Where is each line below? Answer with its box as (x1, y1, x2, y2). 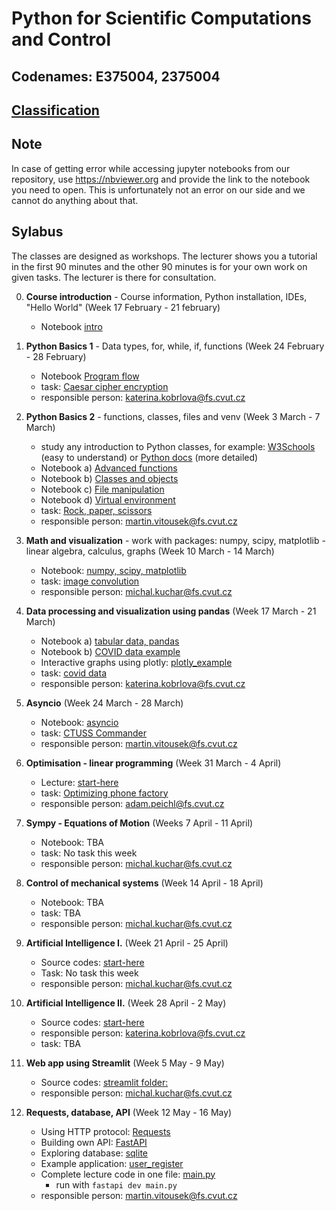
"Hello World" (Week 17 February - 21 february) (25, 301, 221, 313)
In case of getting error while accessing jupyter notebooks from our (11, 162, 291, 174)
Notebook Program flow (40, 370, 140, 382)
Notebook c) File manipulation (40, 483, 165, 495)
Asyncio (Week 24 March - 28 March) (25, 697, 184, 709)
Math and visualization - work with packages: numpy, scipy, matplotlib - (25, 534, 326, 546)
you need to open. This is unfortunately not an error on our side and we (11, 183, 306, 196)
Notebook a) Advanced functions (40, 462, 178, 474)
